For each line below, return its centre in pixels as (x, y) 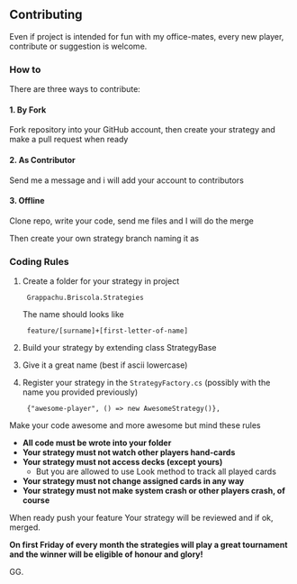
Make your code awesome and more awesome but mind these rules (135, 425)
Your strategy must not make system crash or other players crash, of (153, 491)
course (36, 500)
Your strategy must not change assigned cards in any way (133, 481)
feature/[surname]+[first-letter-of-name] (108, 331)
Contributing (46, 15)
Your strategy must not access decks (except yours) (122, 462)
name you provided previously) (80, 392)
